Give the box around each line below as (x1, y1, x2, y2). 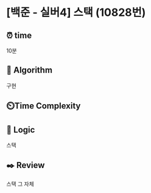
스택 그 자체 (6, 180, 35, 188)
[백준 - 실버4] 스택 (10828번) (6, 5, 146, 19)
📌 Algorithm (6, 65, 53, 75)
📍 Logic (6, 124, 35, 135)
